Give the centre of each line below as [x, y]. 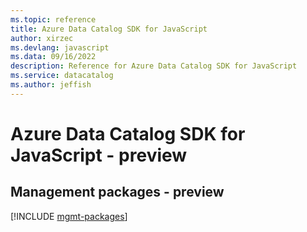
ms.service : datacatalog [62, 76]
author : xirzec [42, 38]
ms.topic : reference [53, 19]
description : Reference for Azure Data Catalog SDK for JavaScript [154, 66]
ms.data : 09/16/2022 [53, 57]
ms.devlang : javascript [60, 47]
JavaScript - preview [99, 155]
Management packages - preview [117, 192]
